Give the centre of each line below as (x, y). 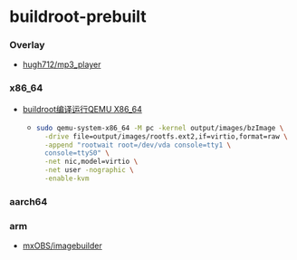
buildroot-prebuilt (78, 17)
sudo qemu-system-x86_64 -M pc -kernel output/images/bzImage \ (160, 128)
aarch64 (29, 201)
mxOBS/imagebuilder (62, 246)
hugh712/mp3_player (62, 64)
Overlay (27, 45)
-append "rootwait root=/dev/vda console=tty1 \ (138, 145)
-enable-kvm (67, 178)
